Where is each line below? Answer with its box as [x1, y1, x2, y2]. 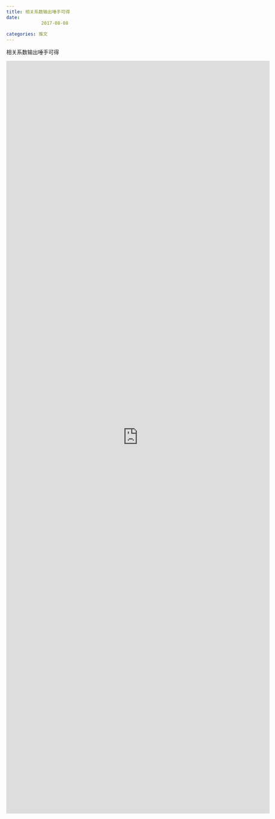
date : [6, 14, 20, 20]
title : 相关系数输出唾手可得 [6, 8, 70, 15]
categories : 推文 [6, 31, 48, 37]
